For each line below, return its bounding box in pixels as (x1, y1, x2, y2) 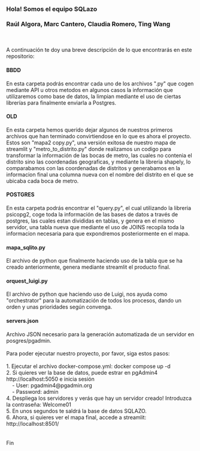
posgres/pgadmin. (6, 337, 52, 344)
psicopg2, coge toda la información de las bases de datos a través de (6, 210, 178, 218)
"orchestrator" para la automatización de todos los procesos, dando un (6, 297, 181, 304)
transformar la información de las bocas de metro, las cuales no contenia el (6, 152, 193, 159)
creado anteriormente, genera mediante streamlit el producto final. (6, 263, 171, 271)
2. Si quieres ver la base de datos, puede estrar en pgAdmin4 (6, 369, 158, 376)
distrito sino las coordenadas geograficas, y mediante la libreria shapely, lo (6, 158, 191, 165)
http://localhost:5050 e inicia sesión (6, 375, 95, 382)
